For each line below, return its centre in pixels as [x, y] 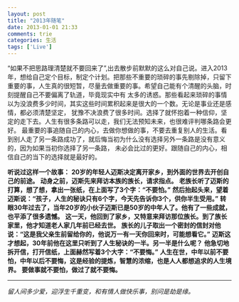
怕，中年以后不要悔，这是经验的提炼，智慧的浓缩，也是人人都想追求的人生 [116, 261]
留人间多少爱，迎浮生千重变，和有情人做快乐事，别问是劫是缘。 [101, 291]
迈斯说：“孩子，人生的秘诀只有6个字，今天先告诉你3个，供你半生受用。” [113, 199]
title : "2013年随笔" [36, 21]
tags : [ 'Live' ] [30, 47]
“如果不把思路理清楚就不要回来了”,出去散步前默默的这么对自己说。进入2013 [117, 68]
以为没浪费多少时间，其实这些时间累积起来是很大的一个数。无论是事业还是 [116, 103]
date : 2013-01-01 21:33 [43, 27]
